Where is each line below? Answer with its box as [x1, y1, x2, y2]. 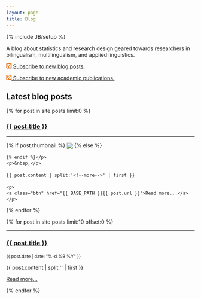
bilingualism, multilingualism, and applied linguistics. [6, 51, 135, 58]
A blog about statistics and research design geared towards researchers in [6, 45, 190, 52]
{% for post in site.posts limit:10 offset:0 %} [6, 218, 114, 225]
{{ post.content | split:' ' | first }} [6, 264, 84, 271]
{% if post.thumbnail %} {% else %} [6, 141, 102, 149]
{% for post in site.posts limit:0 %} [6, 108, 91, 115]
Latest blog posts [6, 91, 72, 102]
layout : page [6, 10, 39, 16]
